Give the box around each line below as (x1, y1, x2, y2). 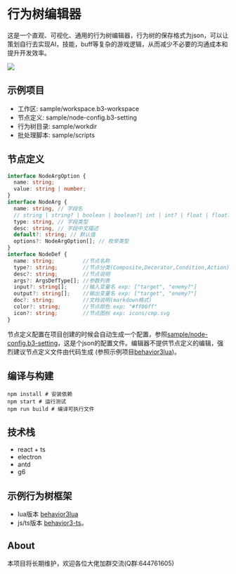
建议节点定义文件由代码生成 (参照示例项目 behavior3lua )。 (13, 347, 181, 356)
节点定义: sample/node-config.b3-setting (17, 113, 137, 122)
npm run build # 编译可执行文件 (7, 405, 95, 412)
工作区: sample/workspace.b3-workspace (17, 104, 139, 113)
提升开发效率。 (7, 49, 51, 57)
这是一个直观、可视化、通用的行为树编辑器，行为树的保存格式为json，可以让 (7, 31, 229, 39)
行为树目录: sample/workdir (17, 122, 98, 130)
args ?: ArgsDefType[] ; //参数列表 (13, 277, 110, 284)
